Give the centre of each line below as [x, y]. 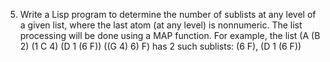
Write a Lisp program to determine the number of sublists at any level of [168, 14]
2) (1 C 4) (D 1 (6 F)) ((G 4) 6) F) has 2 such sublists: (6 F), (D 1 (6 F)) [160, 46]
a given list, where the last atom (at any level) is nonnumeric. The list [161, 25]
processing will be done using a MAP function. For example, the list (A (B [170, 35]
